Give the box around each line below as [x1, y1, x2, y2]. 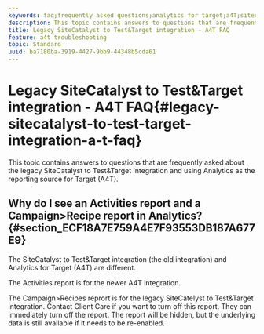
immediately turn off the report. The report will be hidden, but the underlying [8, 310, 256, 319]
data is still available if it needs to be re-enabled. [8, 318, 165, 328]
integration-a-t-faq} [8, 132, 143, 150]
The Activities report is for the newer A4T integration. [8, 278, 181, 287]
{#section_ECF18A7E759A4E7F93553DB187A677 [8, 221, 255, 235]
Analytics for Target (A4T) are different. [8, 263, 136, 272]
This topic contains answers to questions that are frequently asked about [8, 158, 245, 167]
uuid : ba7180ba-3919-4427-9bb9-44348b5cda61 [8, 48, 156, 56]
